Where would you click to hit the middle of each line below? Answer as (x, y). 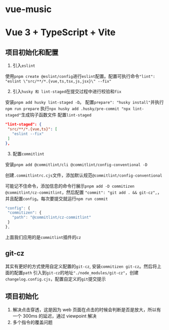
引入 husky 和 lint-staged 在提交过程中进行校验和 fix (67, 92)
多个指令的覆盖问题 (33, 322)
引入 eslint (24, 66)
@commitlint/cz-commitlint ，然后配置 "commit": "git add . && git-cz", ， (84, 192)
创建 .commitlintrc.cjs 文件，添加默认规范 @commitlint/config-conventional (84, 175)
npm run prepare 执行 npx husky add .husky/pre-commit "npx (68, 109)
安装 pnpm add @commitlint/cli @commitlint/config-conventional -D (76, 164)
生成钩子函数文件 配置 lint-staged (56, 115)
